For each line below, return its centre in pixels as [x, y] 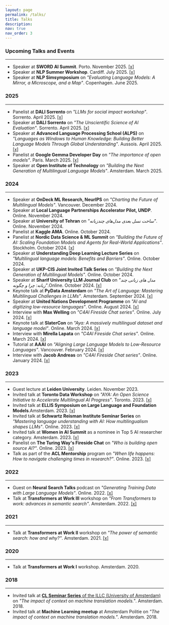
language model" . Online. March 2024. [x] [56, 328]
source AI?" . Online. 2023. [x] [43, 448]
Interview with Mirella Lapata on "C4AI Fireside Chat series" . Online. [84, 333]
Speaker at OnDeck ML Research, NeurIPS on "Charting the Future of [85, 199]
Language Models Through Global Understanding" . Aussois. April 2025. [87, 144]
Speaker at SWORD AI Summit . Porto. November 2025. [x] [73, 67]
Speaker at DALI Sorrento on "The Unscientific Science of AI [75, 122]
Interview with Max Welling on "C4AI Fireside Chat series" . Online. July [87, 312]
